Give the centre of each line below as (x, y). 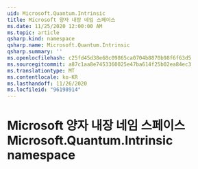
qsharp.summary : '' (35, 52)
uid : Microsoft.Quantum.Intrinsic (57, 13)
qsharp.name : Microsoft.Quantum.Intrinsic (69, 45)
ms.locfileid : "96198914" (44, 90)
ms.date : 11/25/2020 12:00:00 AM (55, 26)
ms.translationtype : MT (41, 70)
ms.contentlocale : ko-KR (42, 77)
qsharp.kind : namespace (41, 39)
